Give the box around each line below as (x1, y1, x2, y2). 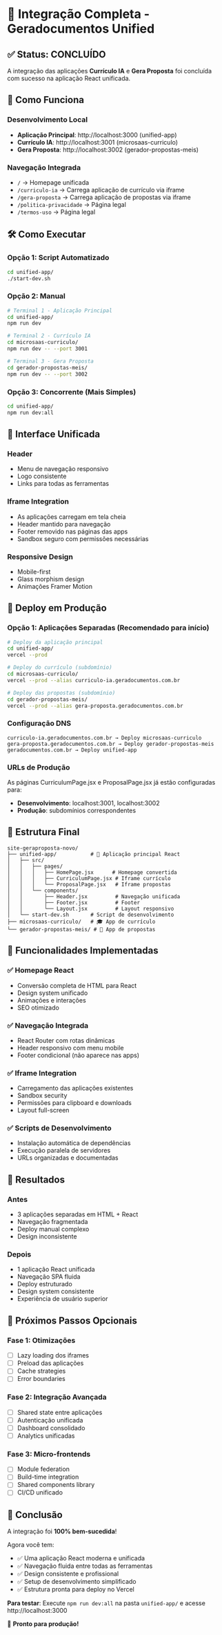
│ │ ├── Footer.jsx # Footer (7, 899, 140, 906)
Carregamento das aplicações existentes (17, 1084, 134, 1093)
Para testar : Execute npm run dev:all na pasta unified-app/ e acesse (7, 1599, 205, 1607)
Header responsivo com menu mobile (17, 1043, 124, 1052)
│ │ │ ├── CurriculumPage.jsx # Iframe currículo (7, 875, 171, 882)
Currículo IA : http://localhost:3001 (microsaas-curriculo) (17, 138, 178, 146)
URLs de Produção (7, 762, 70, 772)
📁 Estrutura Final (7, 826, 80, 838)
